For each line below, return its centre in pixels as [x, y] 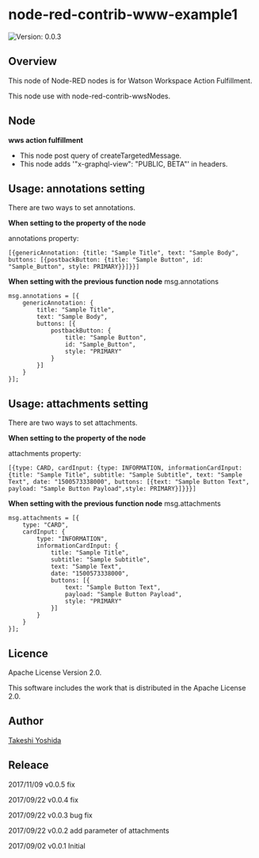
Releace [29, 766]
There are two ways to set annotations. [72, 208]
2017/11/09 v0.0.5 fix [42, 784]
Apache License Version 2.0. [55, 672]
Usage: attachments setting [78, 403]
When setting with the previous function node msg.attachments [115, 504]
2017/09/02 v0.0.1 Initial [47, 845]
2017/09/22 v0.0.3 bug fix [50, 815]
